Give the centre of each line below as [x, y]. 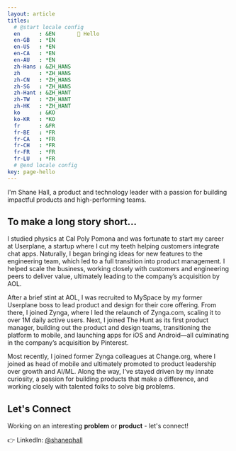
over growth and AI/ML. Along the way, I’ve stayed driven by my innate [111, 372]
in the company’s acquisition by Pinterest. [68, 343]
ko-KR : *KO [34, 119]
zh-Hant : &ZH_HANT [43, 93]
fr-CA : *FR [34, 139]
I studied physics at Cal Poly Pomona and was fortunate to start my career [116, 239]
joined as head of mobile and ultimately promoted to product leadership [112, 364]
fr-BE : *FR [34, 132]
